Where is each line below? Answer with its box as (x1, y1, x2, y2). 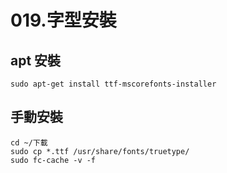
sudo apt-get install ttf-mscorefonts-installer (10, 79, 217, 89)
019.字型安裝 (10, 9, 117, 32)
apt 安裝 (10, 52, 62, 69)
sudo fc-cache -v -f (10, 155, 97, 165)
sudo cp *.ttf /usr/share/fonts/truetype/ (10, 146, 190, 156)
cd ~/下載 (10, 137, 48, 148)
